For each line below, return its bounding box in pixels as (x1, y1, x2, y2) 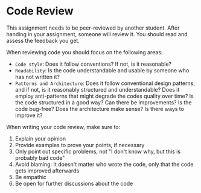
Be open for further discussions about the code (14, 180, 133, 187)
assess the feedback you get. (6, 37, 80, 44)
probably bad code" (14, 154, 65, 161)
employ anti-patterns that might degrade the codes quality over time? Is (14, 92, 194, 100)
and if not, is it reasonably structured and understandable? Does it (14, 86, 180, 93)
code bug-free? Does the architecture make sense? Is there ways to (14, 105, 184, 112)
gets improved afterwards (14, 167, 80, 174)
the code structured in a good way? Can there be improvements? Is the (14, 98, 192, 106)
